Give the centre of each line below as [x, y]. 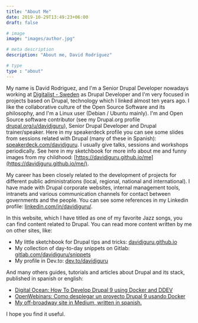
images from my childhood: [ [41, 157]
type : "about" [25, 71]
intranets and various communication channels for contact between [89, 193]
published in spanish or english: [45, 278]
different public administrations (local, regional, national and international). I [98, 181]
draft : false [22, 22]
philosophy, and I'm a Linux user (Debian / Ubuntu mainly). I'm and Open [95, 113]
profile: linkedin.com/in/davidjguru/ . [49, 206]
